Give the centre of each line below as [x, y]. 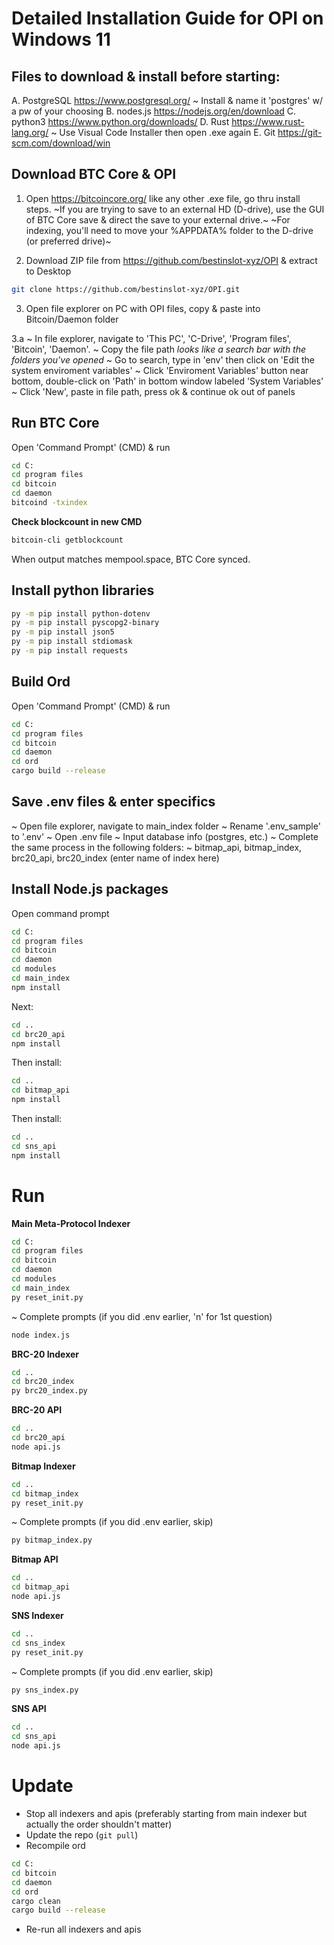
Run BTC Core [55, 423]
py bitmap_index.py [52, 1540]
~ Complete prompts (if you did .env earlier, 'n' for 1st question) [142, 1316]
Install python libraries [83, 590]
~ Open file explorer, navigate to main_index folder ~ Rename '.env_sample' [166, 826]
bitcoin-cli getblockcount [67, 540]
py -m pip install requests [70, 651]
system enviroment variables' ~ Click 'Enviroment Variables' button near [160, 370]
